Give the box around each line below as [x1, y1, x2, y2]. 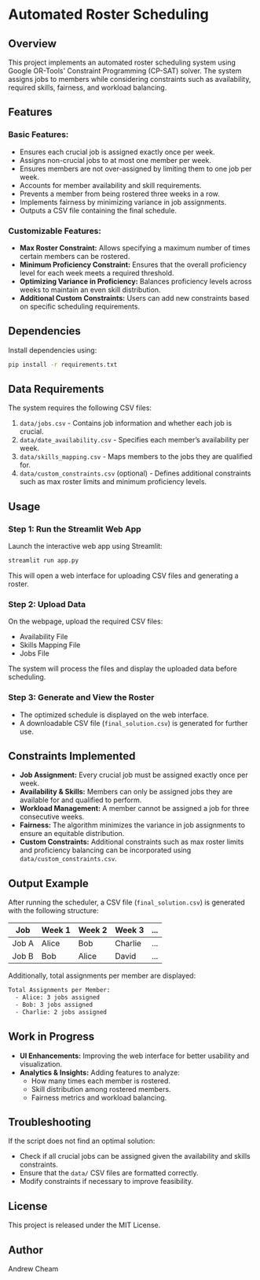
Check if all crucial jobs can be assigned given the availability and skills [19, 1152, 251, 1161]
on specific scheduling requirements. [19, 302, 140, 311]
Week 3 [115, 925, 145, 936]
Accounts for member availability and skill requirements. [19, 180, 202, 190]
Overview [8, 37, 57, 50]
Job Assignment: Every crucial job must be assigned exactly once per [19, 770, 249, 780]
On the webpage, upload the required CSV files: [8, 616, 163, 627]
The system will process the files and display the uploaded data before [8, 664, 237, 674]
